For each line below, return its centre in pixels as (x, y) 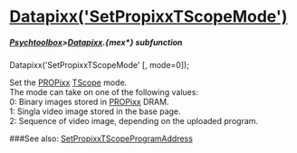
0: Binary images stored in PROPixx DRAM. (89, 102)
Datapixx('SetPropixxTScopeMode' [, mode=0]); (100, 65)
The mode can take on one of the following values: (104, 92)
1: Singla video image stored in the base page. (95, 111)
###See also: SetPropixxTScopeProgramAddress (101, 139)
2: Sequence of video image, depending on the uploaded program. (134, 121)
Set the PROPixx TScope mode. (68, 82)
